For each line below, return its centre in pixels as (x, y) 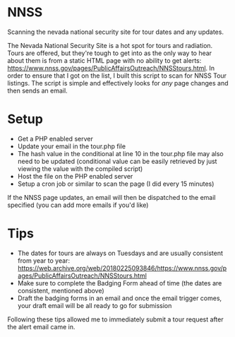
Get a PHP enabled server (55, 138)
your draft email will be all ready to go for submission (95, 305)
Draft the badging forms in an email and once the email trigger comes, (120, 298)
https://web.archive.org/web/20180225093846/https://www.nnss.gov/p (122, 268)
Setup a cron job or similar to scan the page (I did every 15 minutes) (116, 184)
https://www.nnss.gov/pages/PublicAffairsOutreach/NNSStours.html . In (111, 68)
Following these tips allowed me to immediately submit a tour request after (115, 319)
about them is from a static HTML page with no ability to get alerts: (104, 60)
